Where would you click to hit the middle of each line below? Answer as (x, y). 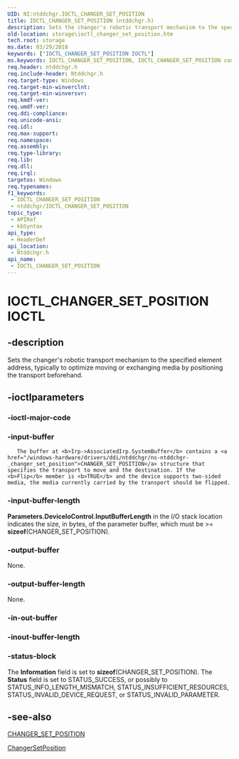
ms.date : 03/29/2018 (38, 47)
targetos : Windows (34, 180)
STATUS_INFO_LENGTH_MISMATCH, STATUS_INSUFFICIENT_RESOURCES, (118, 687)
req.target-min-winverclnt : (49, 87)
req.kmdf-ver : (28, 101)
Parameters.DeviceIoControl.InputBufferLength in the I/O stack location (115, 516)
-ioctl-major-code (39, 418)
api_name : (22, 260)
